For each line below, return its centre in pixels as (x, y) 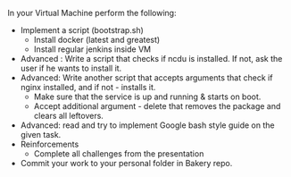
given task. (41, 135)
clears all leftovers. (68, 116)
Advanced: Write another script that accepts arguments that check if (146, 78)
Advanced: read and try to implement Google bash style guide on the (147, 125)
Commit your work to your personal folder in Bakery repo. (126, 163)
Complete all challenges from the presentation (119, 154)
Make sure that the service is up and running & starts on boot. (147, 97)
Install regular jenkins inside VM (92, 49)
